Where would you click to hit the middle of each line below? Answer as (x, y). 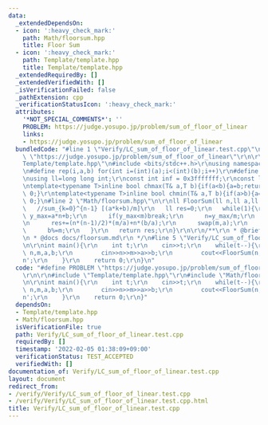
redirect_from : (33, 386)
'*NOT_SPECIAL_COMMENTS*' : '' (73, 120)
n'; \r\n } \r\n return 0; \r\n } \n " (89, 260)
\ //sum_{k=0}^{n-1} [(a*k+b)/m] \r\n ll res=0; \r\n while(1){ (139, 208)
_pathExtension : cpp (49, 97)
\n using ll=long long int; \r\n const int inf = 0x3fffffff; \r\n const (139, 179)
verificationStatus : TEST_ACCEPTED (75, 357)
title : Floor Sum (51, 45)
